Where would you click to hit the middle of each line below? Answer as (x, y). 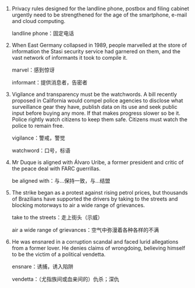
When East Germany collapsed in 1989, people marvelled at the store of (99, 45)
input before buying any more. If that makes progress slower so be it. (96, 113)
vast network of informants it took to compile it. (69, 58)
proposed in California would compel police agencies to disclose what (97, 101)
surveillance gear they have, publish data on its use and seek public (95, 107)
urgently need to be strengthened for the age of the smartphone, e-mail (99, 15)
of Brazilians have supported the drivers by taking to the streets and (95, 199)
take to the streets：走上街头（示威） (57, 217)
